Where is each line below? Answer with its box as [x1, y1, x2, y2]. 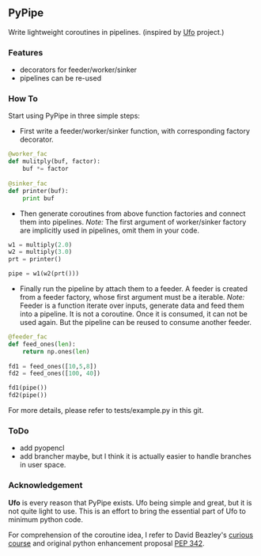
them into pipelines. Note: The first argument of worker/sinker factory [19, 217, 247, 226]
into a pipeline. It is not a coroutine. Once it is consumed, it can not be [19, 309, 248, 319]
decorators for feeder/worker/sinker [19, 65, 137, 74]
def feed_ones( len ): [8, 340, 77, 348]
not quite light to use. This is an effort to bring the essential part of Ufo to [8, 506, 247, 516]
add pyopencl [19, 443, 65, 453]
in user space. [19, 460, 66, 470]
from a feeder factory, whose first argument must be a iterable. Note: [19, 293, 245, 302]
